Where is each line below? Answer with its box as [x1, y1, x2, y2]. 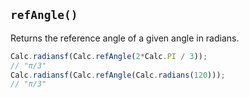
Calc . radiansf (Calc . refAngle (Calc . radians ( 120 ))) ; [10, 70, 226, 80]
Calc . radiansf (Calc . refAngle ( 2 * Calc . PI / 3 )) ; [10, 51, 208, 61]
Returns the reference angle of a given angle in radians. [10, 32, 240, 44]
